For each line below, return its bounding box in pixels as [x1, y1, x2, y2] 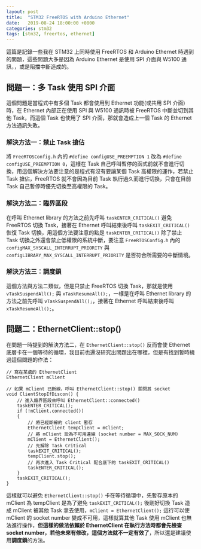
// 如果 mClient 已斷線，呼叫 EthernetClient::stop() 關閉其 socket [6, 386, 170, 392]
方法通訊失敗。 [6, 121, 43, 129]
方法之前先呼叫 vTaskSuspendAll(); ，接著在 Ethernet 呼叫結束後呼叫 [6, 297, 175, 304]
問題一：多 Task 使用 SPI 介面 [6, 82, 115, 93]
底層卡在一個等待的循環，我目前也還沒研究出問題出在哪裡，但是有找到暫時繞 [6, 348, 195, 356]
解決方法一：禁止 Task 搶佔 [6, 138, 85, 147]
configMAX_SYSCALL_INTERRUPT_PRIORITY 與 [6, 243, 109, 251]
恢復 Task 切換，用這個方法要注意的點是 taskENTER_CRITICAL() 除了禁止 [6, 228, 182, 236]
